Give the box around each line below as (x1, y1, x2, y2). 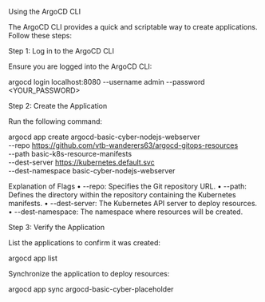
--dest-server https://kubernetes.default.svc (8, 157, 155, 167)
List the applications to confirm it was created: (8, 238, 161, 247)
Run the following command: (8, 117, 102, 126)
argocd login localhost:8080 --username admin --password (8, 77, 205, 86)
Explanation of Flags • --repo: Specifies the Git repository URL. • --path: (8, 181, 247, 191)
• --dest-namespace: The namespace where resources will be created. (8, 207, 243, 217)
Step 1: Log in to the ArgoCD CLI (8, 46, 114, 55)
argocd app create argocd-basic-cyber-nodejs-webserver (8, 132, 200, 141)
